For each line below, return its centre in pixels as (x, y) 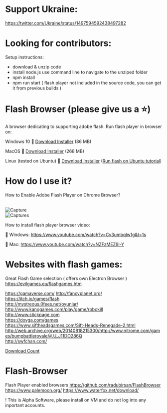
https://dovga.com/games (32, 320)
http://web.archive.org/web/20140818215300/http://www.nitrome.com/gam (83, 330)
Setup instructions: (24, 57)
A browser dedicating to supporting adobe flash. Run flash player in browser (83, 126)
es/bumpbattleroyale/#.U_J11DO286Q (44, 335)
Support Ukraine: (42, 9)
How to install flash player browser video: (48, 225)
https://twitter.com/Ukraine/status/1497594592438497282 (66, 23)
